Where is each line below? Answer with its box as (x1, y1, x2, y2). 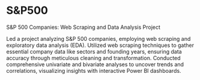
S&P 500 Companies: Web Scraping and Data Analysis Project (6, 23, 161, 31)
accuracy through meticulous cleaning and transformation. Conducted (6, 54, 181, 61)
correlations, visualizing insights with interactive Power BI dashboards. (6, 67, 182, 74)
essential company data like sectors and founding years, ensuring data (6, 48, 182, 55)
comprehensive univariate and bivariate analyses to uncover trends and (6, 61, 184, 68)
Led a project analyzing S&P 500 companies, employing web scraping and (6, 35, 191, 42)
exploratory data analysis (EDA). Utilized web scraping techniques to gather (6, 42, 195, 49)
